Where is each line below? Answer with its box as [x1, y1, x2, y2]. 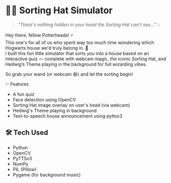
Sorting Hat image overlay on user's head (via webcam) [12, 102, 130, 108]
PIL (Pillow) [12, 166, 37, 172]
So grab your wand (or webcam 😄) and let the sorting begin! [5, 71, 134, 77]
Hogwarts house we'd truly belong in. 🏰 [5, 44, 88, 51]
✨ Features [5, 81, 29, 87]
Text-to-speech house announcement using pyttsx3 [12, 112, 123, 119]
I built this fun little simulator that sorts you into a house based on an [5, 50, 149, 56]
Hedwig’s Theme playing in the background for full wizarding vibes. [5, 61, 147, 67]
